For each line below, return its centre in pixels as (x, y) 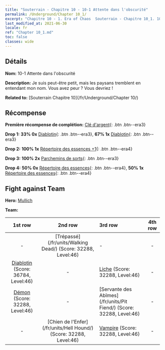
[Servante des (115, 289)
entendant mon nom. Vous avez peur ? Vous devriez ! (59, 88)
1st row (22, 225)
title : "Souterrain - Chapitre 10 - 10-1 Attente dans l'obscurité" (77, 10)
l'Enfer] (80, 322)
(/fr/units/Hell (57, 328)
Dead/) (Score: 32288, (68, 249)
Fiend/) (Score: (116, 308)
